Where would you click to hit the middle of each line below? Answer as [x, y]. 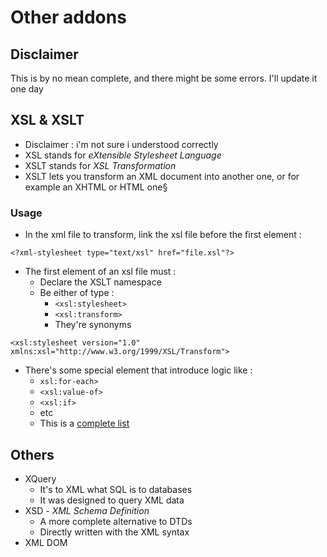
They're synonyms [93, 325]
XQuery [40, 478]
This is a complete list [84, 423]
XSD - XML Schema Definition [87, 510]
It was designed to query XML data [112, 500]
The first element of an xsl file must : [100, 272]
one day [27, 89]
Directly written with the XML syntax [114, 532]
